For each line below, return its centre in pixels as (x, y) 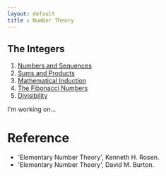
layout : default (31, 14)
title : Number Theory (41, 20)
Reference (38, 138)
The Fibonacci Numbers (53, 88)
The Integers (36, 49)
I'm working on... (32, 109)
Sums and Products (46, 73)
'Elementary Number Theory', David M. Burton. (85, 165)
